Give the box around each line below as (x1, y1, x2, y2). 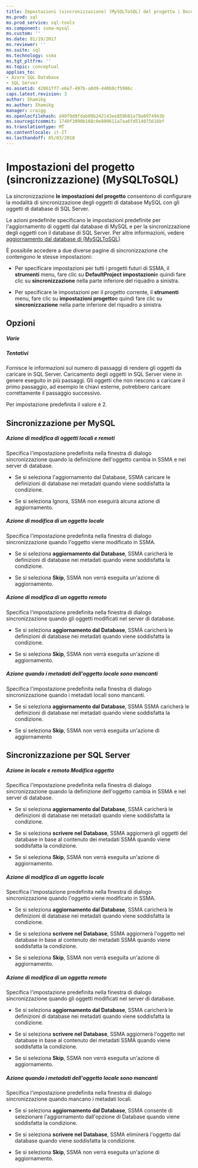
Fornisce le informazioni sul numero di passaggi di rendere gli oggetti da (6, 365, 181, 372)
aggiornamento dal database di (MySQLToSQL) (6, 235, 121, 242)
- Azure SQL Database (6, 74, 60, 80)
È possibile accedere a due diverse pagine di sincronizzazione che (6, 246, 168, 254)
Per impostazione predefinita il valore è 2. (6, 401, 107, 408)
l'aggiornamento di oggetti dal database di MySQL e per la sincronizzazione (6, 223, 190, 230)
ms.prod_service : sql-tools (6, 19, 75, 25)
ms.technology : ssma (6, 53, 57, 58)
